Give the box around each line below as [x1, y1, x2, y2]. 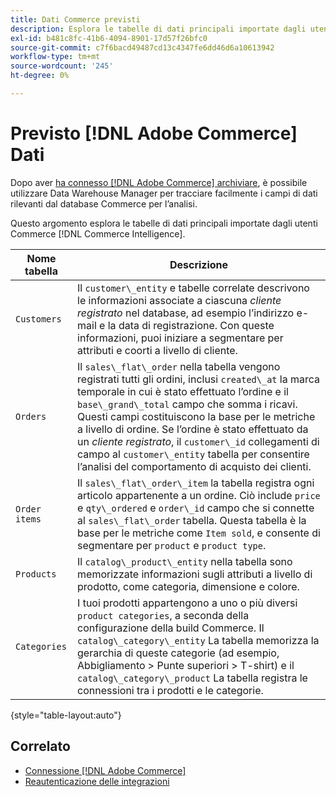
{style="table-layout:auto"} [10, 709, 122, 721]
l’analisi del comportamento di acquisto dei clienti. [77, 459, 312, 473]
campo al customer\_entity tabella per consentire [77, 447, 310, 461]
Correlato [10, 738, 71, 755]
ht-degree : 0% [10, 71, 70, 81]
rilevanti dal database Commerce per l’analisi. [10, 197, 198, 210]
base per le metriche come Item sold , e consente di [77, 526, 321, 540]
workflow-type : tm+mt [10, 52, 101, 62]
